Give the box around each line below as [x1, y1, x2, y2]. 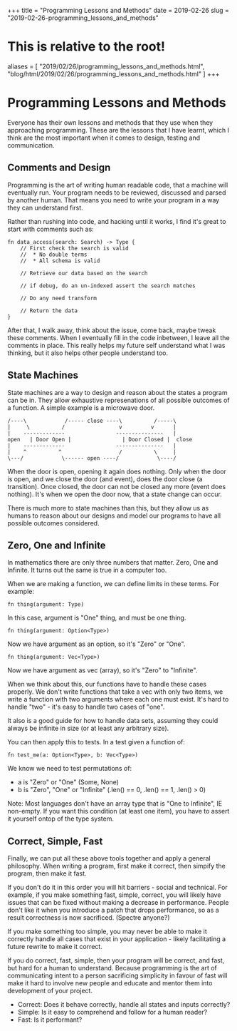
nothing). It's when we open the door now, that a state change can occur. [7, 490, 222, 498]
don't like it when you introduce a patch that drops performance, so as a [7, 906, 219, 915]
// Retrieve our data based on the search [20, 270, 148, 277]
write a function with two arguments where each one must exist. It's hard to [7, 695, 229, 704]
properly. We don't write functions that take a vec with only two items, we [7, 687, 223, 696]
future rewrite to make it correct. [7, 943, 103, 951]
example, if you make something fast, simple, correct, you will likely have [7, 891, 221, 899]
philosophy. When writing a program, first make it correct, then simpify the [7, 862, 226, 871]
